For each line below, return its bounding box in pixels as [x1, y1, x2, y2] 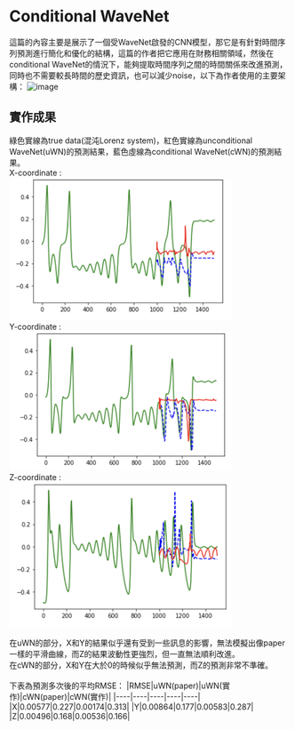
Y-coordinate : [9, 322, 62, 333]
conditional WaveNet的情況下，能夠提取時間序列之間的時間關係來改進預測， [9, 59, 288, 69]
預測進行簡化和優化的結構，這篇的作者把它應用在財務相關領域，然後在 [16, 47, 274, 59]
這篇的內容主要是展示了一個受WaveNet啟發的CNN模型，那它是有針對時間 [9, 36, 278, 47]
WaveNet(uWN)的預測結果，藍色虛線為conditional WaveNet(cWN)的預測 [9, 146, 275, 156]
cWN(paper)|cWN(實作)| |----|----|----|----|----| [21, 692, 201, 702]
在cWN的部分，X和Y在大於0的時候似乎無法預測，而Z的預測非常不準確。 [9, 660, 274, 670]
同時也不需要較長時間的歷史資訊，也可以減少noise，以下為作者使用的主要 [9, 69, 278, 81]
